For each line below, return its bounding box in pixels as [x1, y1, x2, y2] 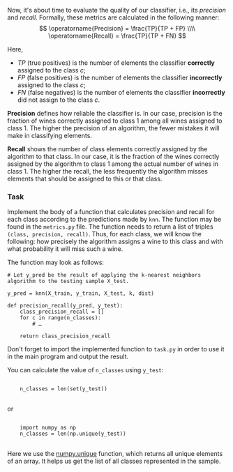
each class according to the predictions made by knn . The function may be [7, 215, 222, 224]
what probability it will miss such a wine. [7, 245, 123, 253]
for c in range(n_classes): [20, 314, 101, 321]
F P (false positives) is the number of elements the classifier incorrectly [17, 73, 223, 82]
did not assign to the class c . [17, 96, 100, 104]
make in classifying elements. [7, 132, 93, 139]
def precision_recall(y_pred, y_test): [7, 303, 123, 310]
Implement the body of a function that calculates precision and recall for [7, 208, 215, 216]
